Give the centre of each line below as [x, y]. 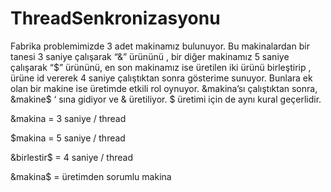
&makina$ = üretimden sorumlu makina [91, 176]
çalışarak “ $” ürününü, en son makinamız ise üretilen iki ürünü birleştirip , [161, 67]
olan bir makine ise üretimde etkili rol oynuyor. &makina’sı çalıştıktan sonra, [164, 88]
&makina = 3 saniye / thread [68, 118]
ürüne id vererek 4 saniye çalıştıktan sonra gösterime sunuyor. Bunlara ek [161, 78]
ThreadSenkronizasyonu [115, 18]
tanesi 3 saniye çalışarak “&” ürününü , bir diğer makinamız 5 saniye [150, 56]
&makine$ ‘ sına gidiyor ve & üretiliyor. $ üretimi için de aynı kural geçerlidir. [166, 99]
